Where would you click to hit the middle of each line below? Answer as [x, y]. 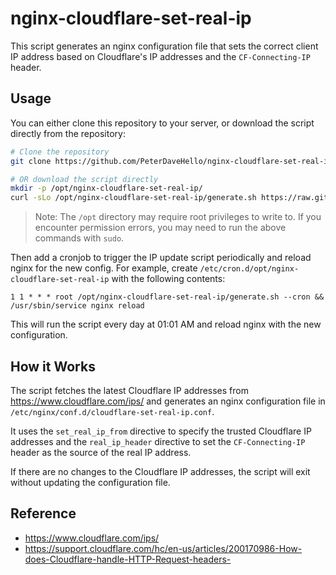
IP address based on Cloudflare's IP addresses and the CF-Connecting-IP [160, 56]
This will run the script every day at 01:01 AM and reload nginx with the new [166, 324]
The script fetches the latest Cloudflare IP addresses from [129, 390]
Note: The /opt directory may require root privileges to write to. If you [178, 217]
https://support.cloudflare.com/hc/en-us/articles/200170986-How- [163, 548]
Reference [43, 513]
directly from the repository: [68, 133]
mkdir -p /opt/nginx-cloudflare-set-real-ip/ [106, 188]
